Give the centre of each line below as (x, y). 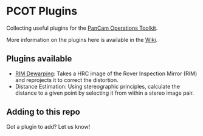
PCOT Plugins (42, 11)
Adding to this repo (43, 112)
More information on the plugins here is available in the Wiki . (82, 39)
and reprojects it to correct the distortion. (67, 80)
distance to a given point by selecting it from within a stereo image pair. (105, 93)
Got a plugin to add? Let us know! (48, 126)
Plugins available (39, 59)
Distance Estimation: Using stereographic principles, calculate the (98, 86)
